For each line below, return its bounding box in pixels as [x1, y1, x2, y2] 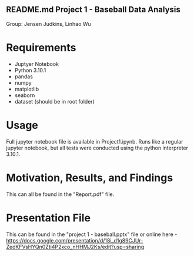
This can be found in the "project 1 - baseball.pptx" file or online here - [6, 231, 178, 238]
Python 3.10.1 [14, 67, 46, 74]
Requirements [6, 41, 76, 54]
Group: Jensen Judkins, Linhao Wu [6, 20, 91, 27]
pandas [14, 73, 34, 80]
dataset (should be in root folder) [14, 98, 95, 105]
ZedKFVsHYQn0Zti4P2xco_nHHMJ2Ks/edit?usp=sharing [6, 243, 145, 250]
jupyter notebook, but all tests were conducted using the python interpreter [6, 144, 189, 151]
